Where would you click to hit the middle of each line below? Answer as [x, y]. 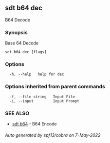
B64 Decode [18, 20]
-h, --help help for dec [37, 74]
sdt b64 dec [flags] [26, 52]
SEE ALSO [17, 113]
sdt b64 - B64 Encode [34, 124]
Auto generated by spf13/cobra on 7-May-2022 [53, 135]
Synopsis [16, 32]
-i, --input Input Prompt [44, 101]
